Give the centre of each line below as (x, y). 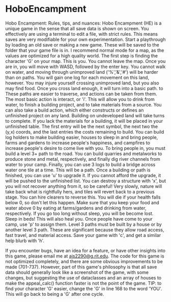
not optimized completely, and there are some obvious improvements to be (84, 261)
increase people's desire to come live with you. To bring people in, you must (86, 148)
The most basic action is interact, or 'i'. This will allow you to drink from (80, 99)
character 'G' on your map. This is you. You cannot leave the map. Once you (86, 61)
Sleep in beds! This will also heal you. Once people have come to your (79, 219)
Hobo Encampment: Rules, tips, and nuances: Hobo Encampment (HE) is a (83, 23)
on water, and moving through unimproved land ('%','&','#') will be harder (82, 72)
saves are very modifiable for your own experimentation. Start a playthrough (86, 39)
